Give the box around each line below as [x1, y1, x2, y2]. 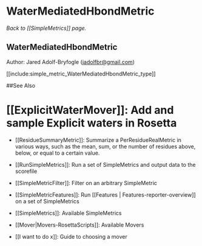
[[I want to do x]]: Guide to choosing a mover [15, 233, 127, 240]
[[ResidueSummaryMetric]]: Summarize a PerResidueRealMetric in [15, 136, 182, 144]
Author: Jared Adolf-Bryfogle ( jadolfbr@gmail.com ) [6, 58, 135, 65]
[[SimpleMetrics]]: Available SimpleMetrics [15, 209, 122, 217]
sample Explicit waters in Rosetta [6, 116, 177, 130]
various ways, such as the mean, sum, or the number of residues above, [15, 142, 196, 150]
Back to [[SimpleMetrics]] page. [6, 24, 87, 32]
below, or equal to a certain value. [15, 149, 100, 156]
